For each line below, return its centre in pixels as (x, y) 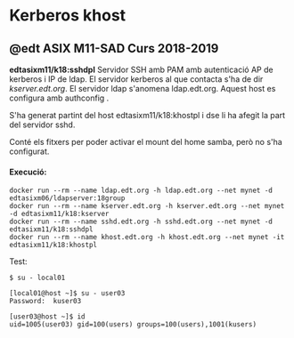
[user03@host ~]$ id (48, 317)
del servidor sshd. (42, 125)
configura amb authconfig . (59, 98)
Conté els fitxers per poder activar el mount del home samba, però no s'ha (146, 142)
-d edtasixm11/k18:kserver (59, 214)
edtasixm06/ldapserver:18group (67, 198)
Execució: (28, 172)
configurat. (29, 151)
